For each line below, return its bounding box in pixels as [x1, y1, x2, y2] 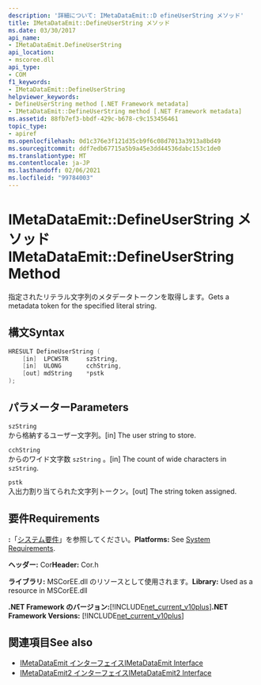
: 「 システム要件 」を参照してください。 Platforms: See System [8, 534, 211, 544]
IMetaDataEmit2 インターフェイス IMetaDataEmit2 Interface [19, 668, 212, 678]
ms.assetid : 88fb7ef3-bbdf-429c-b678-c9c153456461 [8, 115, 179, 123]
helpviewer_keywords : [8, 93, 80, 101]
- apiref [8, 129, 37, 137]
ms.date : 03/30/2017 [8, 26, 77, 34]
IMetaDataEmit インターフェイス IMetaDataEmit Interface [19, 658, 203, 668]
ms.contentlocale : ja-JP [8, 160, 90, 167]
